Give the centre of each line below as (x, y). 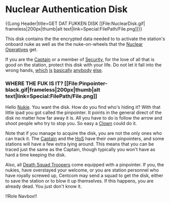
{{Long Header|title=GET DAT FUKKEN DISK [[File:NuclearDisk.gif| (75, 23)
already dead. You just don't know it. (44, 186)
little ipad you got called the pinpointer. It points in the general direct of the (83, 112)
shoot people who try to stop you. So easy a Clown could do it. (71, 124)
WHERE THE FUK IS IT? (34, 83)
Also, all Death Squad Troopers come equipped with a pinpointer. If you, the (85, 165)
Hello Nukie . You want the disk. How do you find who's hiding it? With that (83, 107)
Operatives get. (22, 49)
